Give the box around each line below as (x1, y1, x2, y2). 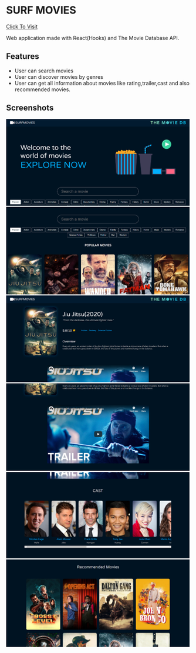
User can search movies (14, 67, 74, 74)
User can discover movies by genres (14, 73, 104, 80)
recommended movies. (14, 86, 70, 93)
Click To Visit (6, 23, 38, 30)
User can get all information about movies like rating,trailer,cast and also (14, 79, 190, 86)
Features (6, 51, 39, 62)
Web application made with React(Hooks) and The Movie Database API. (6, 34, 180, 41)
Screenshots (6, 103, 54, 113)
